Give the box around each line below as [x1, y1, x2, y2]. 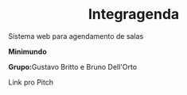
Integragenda [88, 6, 180, 23]
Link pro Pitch [8, 77, 54, 87]
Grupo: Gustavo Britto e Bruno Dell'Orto [8, 62, 138, 71]
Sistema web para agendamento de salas [8, 31, 144, 40]
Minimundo [8, 47, 47, 56]
